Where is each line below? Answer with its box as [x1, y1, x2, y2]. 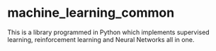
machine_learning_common [7, 5, 175, 21]
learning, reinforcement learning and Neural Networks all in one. [7, 35, 195, 43]
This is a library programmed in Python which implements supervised [7, 28, 210, 36]
